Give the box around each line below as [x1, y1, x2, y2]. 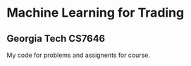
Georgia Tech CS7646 [6, 33, 106, 44]
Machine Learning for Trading [6, 5, 185, 21]
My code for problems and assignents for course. [6, 51, 151, 59]
